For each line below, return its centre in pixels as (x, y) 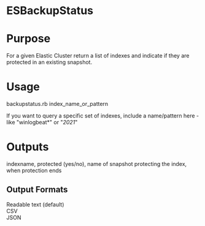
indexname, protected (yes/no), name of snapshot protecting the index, (97, 164)
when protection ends (34, 170)
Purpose (29, 39)
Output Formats (37, 190)
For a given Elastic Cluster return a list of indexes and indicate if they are (98, 56)
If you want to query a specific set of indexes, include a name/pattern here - (103, 116)
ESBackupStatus (50, 11)
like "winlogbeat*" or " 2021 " (42, 122)
